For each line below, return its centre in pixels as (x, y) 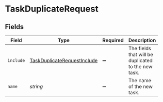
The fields (140, 48)
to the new (140, 66)
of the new (140, 87)
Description (142, 40)
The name (140, 80)
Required (113, 40)
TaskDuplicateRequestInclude (64, 60)
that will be (141, 54)
